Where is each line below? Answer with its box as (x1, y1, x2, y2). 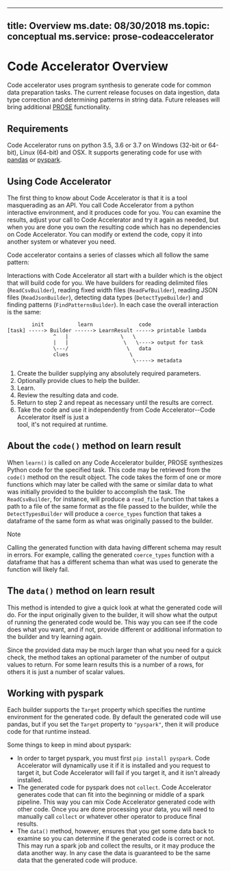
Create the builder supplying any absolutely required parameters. (16, 369, 201, 378)
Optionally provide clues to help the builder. (16, 376, 140, 384)
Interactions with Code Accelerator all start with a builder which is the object (7, 271, 222, 279)
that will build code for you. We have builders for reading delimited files (7, 279, 208, 287)
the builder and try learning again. (7, 632, 103, 640)
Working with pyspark (7, 687, 104, 699)
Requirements (7, 123, 68, 135)
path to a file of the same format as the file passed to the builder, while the (7, 502, 217, 510)
